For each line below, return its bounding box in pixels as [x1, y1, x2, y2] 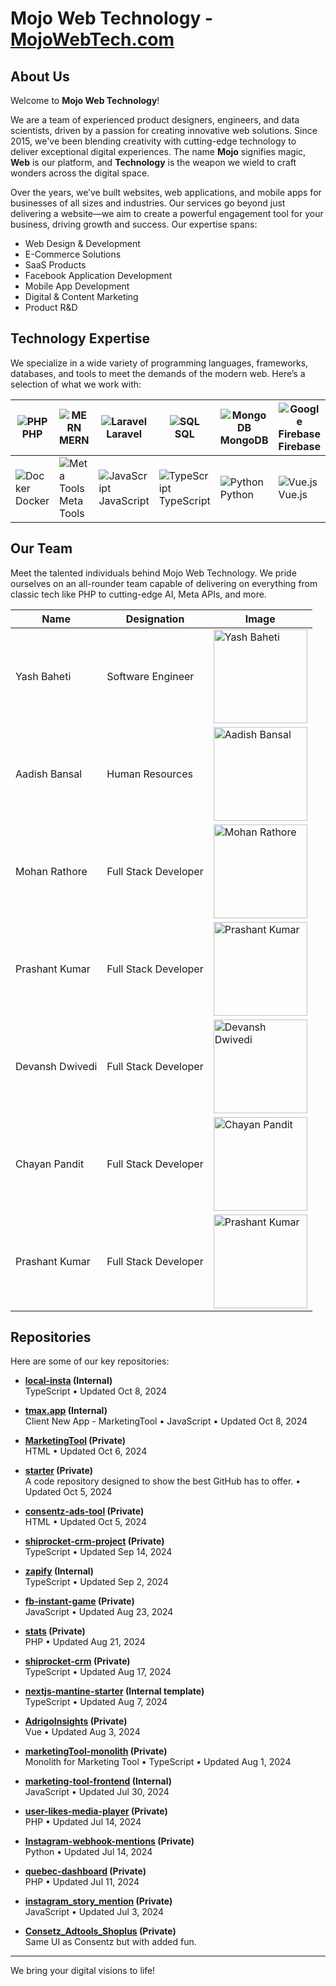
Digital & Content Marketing [24, 291, 139, 302]
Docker [15, 493, 50, 507]
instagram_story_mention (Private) [24, 1895, 173, 1907]
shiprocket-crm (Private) [24, 1655, 131, 1667]
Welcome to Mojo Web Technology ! [10, 95, 160, 106]
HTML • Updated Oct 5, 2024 [24, 1516, 147, 1528]
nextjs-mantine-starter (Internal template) [24, 1685, 205, 1697]
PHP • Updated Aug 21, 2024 [24, 1636, 146, 1648]
